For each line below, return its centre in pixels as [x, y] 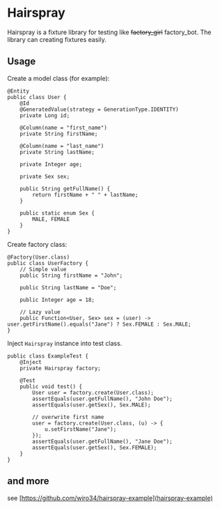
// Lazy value [40, 312]
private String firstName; [59, 134]
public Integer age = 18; [57, 300]
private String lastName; [57, 152]
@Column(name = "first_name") [64, 128]
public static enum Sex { [57, 213]
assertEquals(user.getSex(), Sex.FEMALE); [95, 448]
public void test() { [51, 386]
